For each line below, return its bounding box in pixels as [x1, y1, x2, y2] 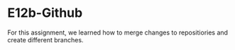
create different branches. [7, 35, 84, 44]
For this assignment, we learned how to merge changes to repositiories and [7, 28, 229, 37]
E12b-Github [7, 5, 83, 21]
